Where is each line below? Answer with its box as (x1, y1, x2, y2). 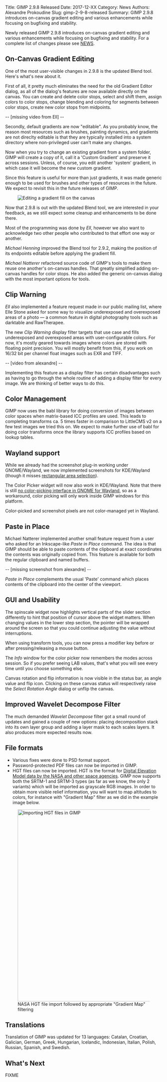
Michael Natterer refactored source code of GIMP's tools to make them (5, 260, 152, 266)
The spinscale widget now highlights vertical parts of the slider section (5, 609, 151, 615)
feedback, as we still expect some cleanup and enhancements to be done (5, 209, 157, 216)
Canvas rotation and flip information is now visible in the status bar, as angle (5, 675, 162, 681)
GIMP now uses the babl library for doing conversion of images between (5, 408, 154, 414)
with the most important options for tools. (5, 276, 90, 282)
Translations (5, 1021, 45, 1029)
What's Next (5, 1059, 45, 1068)
